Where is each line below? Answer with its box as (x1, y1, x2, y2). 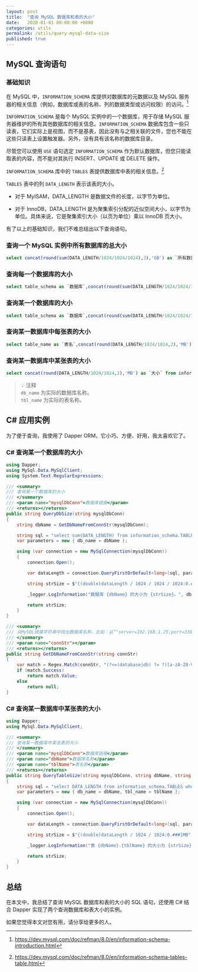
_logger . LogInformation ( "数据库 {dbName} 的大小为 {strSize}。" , (27, 591, 184, 597)
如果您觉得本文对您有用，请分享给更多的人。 (6, 918, 115, 925)
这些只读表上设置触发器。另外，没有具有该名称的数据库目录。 (6, 135, 156, 142)
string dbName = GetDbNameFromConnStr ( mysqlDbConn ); (16, 522, 149, 528)
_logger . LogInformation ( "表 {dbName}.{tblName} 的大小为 (27, 842, 166, 848)
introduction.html (14, 942, 57, 949)
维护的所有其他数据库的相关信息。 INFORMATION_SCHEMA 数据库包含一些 (16, 120, 184, 127)
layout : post (6, 8, 38, 15)
